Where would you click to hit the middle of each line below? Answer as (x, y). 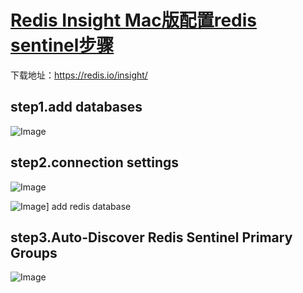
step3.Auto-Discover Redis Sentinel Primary (151, 237)
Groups (34, 252)
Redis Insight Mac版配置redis (133, 20)
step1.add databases (76, 107)
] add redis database (88, 206)
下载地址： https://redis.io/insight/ (79, 75)
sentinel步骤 (62, 45)
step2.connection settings (95, 162)
